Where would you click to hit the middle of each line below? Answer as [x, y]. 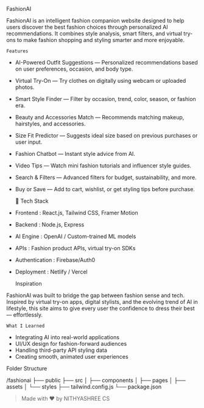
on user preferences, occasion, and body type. [74, 69]
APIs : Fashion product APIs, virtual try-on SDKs [75, 248]
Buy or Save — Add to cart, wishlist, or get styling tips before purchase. [105, 189]
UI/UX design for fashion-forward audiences [71, 344]
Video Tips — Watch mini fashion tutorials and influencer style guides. [103, 166]
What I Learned [26, 326]
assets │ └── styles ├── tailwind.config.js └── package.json [84, 387]
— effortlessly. [25, 315]
